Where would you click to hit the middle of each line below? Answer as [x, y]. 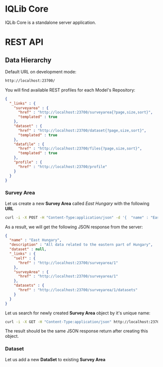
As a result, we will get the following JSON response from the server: [74, 227]
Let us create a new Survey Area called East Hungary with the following [77, 203]
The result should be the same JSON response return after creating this [77, 331]
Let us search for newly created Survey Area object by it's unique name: [78, 313]
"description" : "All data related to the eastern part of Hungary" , [81, 245]
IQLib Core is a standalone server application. [50, 22]
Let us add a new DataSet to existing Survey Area [55, 359]
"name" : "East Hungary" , [36, 240]
